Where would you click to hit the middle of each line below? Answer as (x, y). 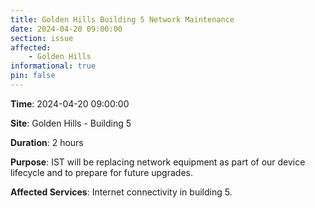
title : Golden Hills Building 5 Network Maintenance (122, 19)
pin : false (33, 76)
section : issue (42, 38)
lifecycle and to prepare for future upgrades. (101, 172)
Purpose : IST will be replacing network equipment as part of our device (158, 162)
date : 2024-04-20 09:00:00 (66, 29)
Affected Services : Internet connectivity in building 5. (121, 192)
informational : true (53, 66)
